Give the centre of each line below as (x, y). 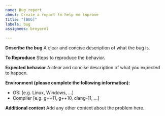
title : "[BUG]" (21, 19)
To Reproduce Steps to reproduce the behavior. (55, 58)
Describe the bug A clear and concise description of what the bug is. (78, 48)
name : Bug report (24, 10)
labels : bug (18, 24)
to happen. (16, 73)
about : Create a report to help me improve (52, 15)
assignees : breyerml (27, 29)
